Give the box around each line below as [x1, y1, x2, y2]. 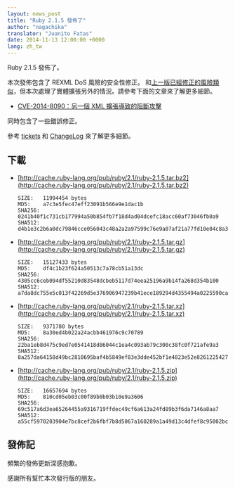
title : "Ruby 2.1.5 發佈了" [7, 17, 86, 24]
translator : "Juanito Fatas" [7, 30, 93, 37]
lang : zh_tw [7, 43, 42, 50]
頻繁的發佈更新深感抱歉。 [7, 459, 81, 467]
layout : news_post [7, 10, 61, 18]
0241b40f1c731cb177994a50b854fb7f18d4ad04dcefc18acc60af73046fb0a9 [17, 212, 219, 220]
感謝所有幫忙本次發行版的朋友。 [7, 474, 100, 482]
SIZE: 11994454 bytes [17, 194, 88, 201]
